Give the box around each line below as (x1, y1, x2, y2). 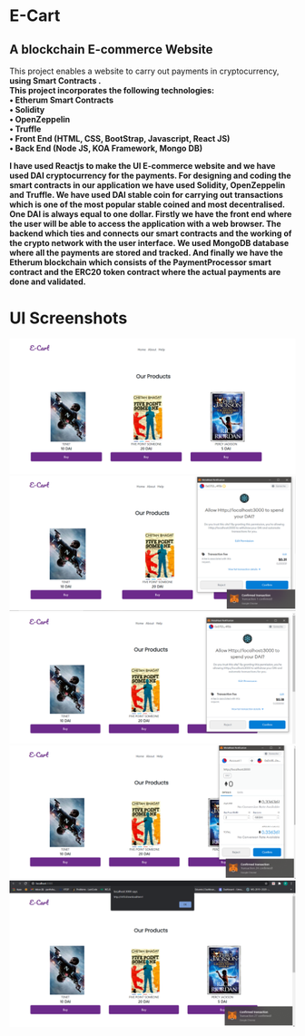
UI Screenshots (9, 308, 128, 329)
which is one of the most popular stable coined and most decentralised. (9, 199, 286, 210)
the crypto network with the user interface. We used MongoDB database (9, 238, 290, 248)
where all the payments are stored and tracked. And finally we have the (9, 247, 283, 258)
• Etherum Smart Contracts (9, 94, 114, 105)
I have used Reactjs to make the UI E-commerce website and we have (9, 161, 276, 171)
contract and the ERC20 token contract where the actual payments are (9, 267, 281, 277)
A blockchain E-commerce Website (9, 42, 213, 57)
